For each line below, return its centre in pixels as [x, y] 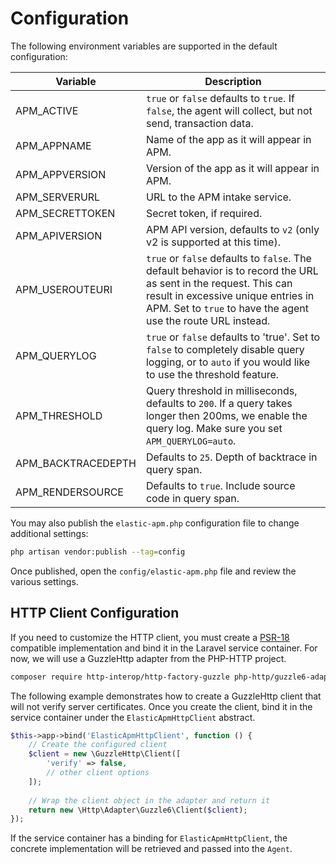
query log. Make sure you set [214, 428]
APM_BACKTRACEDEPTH [76, 463]
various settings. [44, 581]
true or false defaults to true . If [220, 98]
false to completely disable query [225, 349]
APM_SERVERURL [58, 197]
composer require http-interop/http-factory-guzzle [120, 677]
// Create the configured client [98, 745]
